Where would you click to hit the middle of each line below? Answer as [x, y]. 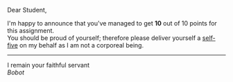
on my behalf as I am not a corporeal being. [82, 45]
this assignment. [31, 31]
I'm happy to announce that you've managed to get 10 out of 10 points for [112, 23]
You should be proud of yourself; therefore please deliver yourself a [104, 38]
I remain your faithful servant [49, 65]
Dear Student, [27, 10]
